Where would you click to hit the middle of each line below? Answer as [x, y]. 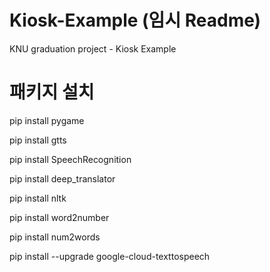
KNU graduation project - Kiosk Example [93, 48]
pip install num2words [55, 237]
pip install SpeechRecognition [70, 159]
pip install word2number [59, 217]
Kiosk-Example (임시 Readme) [135, 20]
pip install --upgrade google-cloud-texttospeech [110, 256]
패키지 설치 [52, 92]
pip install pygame [47, 120]
